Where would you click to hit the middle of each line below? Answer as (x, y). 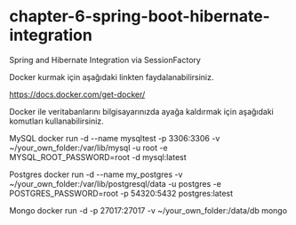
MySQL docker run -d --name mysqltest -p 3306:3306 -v (115, 138)
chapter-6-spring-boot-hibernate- (140, 16)
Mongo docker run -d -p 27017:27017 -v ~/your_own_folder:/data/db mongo (148, 210)
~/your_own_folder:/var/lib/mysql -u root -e (88, 148)
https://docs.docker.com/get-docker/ (77, 94)
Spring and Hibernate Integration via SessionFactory (105, 60)
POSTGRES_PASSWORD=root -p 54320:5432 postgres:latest (121, 193)
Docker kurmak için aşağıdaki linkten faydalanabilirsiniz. (112, 76)
